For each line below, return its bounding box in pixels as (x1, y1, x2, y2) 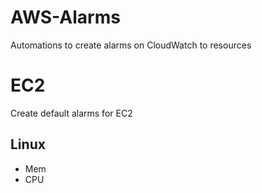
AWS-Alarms (10, 6, 121, 29)
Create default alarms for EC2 (10, 107, 133, 119)
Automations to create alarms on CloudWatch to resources (10, 39, 252, 51)
